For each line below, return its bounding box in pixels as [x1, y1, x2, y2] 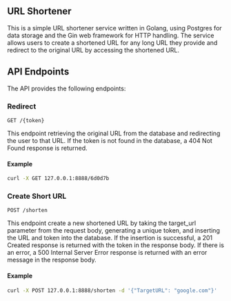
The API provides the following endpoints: [7, 84, 126, 93]
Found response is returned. [7, 144, 88, 152]
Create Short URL [7, 191, 67, 201]
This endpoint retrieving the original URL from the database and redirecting [7, 129, 221, 137]
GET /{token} [7, 117, 45, 124]
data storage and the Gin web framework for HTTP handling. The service [7, 31, 214, 39]
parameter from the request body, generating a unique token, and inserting [7, 226, 221, 235]
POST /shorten [7, 207, 48, 214]
